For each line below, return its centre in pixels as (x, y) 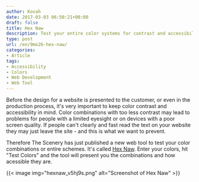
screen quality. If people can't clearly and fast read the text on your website (99, 125)
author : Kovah (24, 12)
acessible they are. (29, 161)
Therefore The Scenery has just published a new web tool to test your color (98, 143)
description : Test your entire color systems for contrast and (86, 34)
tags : (13, 61)
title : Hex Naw (25, 28)
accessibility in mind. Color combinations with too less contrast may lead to (98, 112)
